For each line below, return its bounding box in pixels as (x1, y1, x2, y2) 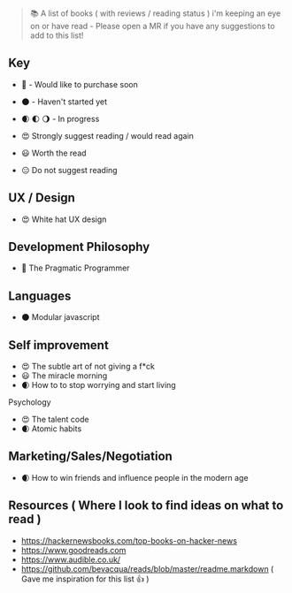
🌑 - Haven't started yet (20, 96, 108, 107)
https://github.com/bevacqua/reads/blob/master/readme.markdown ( (20, 563, 274, 574)
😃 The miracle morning (20, 370, 108, 381)
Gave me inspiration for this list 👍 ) (20, 574, 150, 584)
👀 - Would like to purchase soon (20, 79, 138, 89)
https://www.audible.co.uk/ (20, 554, 121, 565)
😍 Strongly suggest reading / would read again (20, 130, 194, 141)
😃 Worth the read (20, 148, 87, 158)
